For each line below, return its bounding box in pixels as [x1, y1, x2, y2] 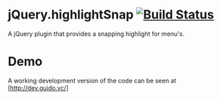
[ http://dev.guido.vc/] [8, 83, 68, 92]
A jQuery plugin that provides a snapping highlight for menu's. [8, 30, 185, 38]
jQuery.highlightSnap [8, 7, 134, 23]
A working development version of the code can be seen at [8, 76, 177, 85]
